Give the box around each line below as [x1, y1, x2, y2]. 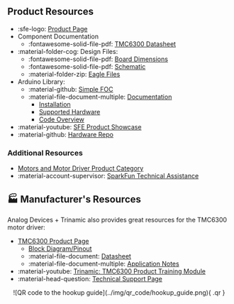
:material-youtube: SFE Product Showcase [17, 122, 142, 131]
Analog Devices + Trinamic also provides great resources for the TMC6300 [7, 215, 228, 224]
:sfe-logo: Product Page [17, 24, 88, 33]
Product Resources [7, 6, 94, 18]
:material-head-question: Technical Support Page [17, 274, 163, 283]
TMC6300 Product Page [17, 237, 89, 245]
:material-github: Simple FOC [28, 85, 113, 93]
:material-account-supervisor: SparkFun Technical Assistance [17, 172, 199, 180]
